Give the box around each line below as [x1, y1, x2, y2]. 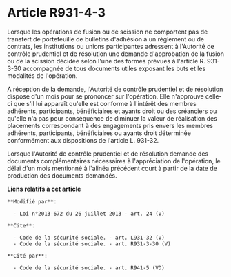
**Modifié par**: [7, 198, 57, 205]
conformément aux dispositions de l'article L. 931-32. [7, 136, 159, 144]
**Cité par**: [7, 252, 48, 259]
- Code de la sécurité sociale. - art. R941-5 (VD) [13, 264, 165, 271]
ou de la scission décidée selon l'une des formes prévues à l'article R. [7, 57, 205, 65]
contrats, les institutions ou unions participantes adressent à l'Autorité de [7, 42, 215, 50]
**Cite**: [7, 222, 36, 229]
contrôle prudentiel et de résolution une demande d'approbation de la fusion [7, 50, 224, 58]
